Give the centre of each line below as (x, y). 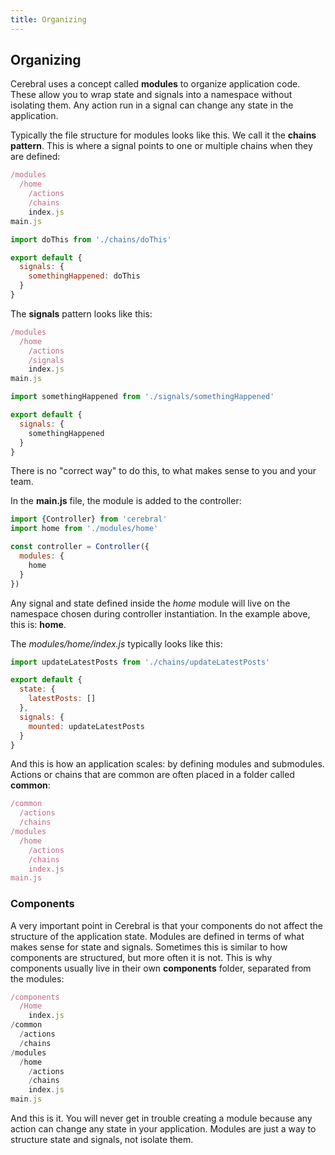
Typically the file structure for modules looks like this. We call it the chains (163, 135)
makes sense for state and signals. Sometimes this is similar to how (149, 947)
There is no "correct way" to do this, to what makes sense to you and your (163, 471)
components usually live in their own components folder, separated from (161, 968)
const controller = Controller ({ (80, 547)
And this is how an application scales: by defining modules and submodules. (167, 764)
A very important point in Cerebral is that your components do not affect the (167, 925)
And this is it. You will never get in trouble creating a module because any (161, 1118)
